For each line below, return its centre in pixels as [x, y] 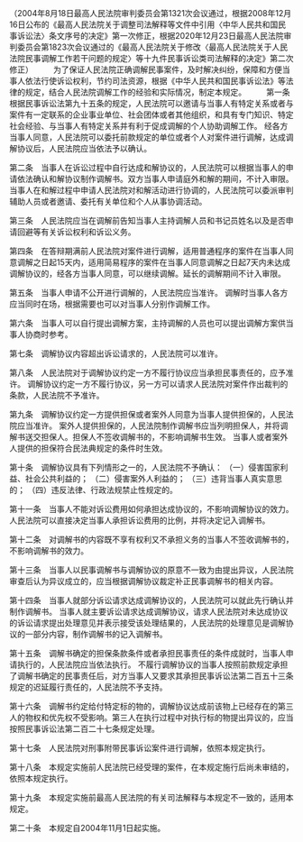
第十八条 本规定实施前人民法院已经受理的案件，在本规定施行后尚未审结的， [151, 767]
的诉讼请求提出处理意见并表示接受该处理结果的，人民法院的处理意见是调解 [147, 623]
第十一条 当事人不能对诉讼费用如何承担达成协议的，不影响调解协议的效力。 [151, 509]
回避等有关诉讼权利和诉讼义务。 [76, 232]
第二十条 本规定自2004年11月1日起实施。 [87, 828]
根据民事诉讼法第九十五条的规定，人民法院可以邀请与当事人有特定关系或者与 [151, 103]
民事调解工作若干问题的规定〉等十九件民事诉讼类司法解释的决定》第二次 [159, 58]
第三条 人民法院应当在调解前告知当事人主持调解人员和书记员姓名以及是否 [147, 220]
